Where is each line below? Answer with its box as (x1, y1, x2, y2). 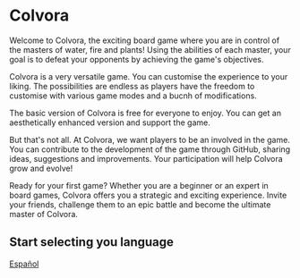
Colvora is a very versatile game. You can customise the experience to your (9, 71, 288, 81)
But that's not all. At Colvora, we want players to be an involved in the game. (9, 134, 291, 145)
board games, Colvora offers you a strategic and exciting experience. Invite (9, 190, 287, 200)
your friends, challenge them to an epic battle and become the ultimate (9, 198, 271, 210)
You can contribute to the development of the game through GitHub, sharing (9, 144, 291, 155)
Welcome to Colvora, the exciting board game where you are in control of (9, 35, 280, 46)
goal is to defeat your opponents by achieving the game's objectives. (9, 54, 264, 64)
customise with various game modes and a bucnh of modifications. (9, 90, 257, 101)
